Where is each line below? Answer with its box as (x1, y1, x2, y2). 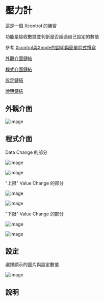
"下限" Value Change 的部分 (5, 211, 64, 217)
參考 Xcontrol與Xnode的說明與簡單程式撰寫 (5, 44, 96, 50)
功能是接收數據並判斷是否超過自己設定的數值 (5, 33, 99, 39)
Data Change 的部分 (5, 149, 47, 155)
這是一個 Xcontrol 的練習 (5, 23, 57, 29)
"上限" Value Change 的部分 (5, 180, 64, 186)
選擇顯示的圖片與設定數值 (5, 262, 59, 268)
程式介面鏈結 (5, 66, 32, 72)
